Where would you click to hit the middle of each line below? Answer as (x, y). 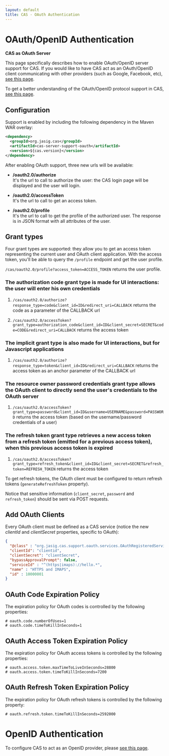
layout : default (22, 10)
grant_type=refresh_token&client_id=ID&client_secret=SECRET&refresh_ (88, 464)
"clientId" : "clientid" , (36, 551)
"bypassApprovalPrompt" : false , (44, 560)
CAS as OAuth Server (28, 53)
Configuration (28, 110)
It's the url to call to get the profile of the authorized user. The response (87, 216)
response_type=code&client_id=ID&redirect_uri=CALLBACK (72, 305)
